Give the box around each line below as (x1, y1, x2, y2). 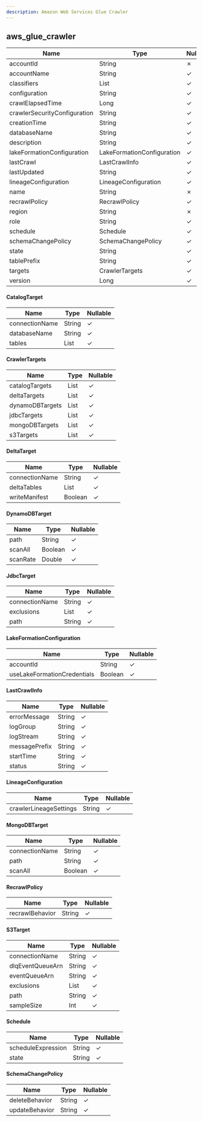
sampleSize (9, 1001, 42, 1009)
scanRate (9, 555, 36, 564)
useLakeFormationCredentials (9, 670, 95, 678)
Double (41, 555, 62, 564)
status (9, 762, 27, 770)
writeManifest (9, 493, 48, 501)
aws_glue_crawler (6, 32, 76, 42)
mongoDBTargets (9, 421, 59, 429)
